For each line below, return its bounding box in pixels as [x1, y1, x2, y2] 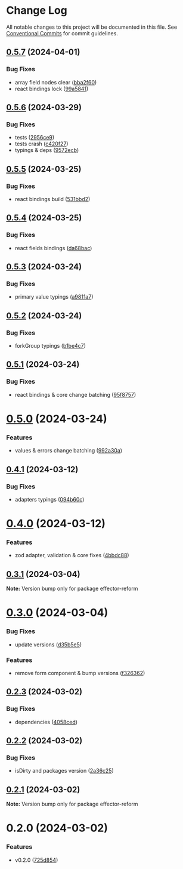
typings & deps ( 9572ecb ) [14, 147, 79, 154]
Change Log [6, 4, 67, 17]
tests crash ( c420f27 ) [14, 140, 69, 147]
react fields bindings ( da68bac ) [14, 244, 92, 251]
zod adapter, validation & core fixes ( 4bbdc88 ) [14, 552, 129, 559]
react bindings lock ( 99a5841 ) [14, 85, 89, 92]
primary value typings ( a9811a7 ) [14, 293, 94, 300]
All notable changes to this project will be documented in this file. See [6, 23, 178, 31]
